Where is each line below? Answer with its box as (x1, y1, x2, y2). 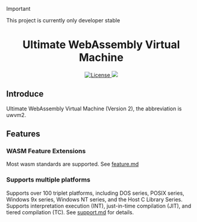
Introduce (6, 89, 44, 99)
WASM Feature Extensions (6, 147, 86, 156)
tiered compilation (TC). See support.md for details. (6, 208, 134, 216)
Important (6, 5, 31, 12)
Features (6, 129, 40, 139)
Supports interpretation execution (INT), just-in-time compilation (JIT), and (6, 202, 192, 209)
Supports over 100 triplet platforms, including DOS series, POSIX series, (6, 189, 185, 197)
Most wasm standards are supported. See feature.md (6, 160, 139, 168)
